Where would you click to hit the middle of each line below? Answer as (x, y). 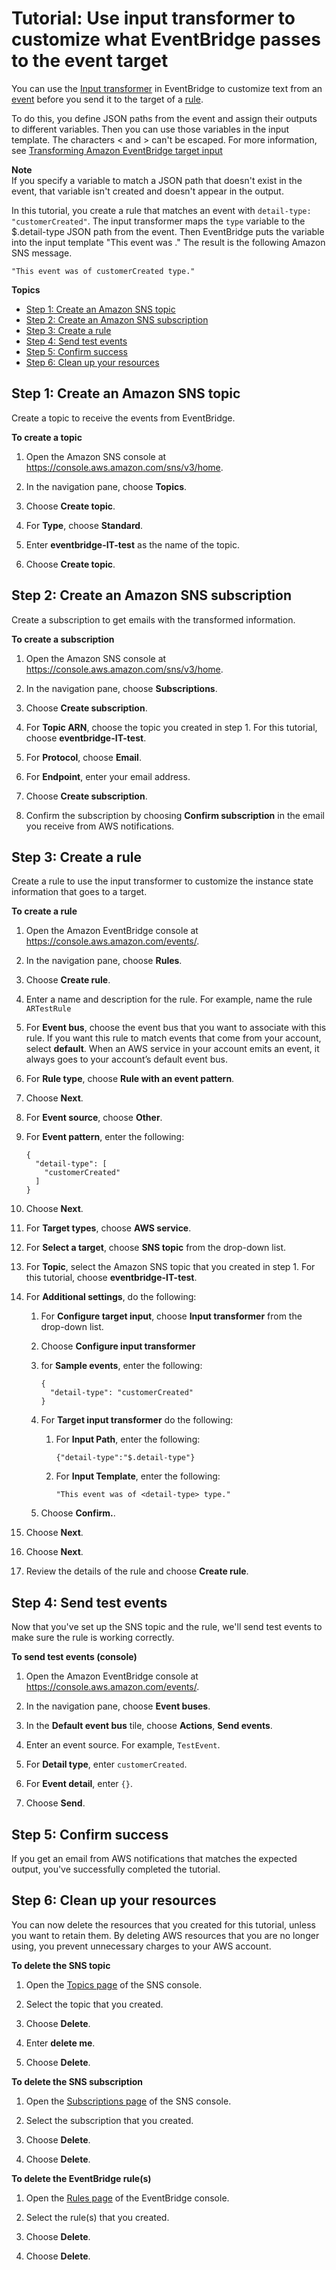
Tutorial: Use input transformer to (153, 18)
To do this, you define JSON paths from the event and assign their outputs (164, 118)
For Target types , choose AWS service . (108, 1228)
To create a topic (47, 437)
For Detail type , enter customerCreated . (106, 1764)
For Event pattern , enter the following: (105, 1137)
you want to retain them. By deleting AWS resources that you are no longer (165, 1935)
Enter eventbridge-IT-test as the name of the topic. (132, 544)
